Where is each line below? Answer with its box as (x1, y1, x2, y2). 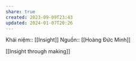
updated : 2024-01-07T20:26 (5, 20, 73, 26)
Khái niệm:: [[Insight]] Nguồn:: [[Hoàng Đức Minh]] (5, 36, 131, 44)
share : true (5, 8, 35, 15)
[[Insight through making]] (5, 48, 71, 55)
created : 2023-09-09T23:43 (5, 14, 73, 20)
